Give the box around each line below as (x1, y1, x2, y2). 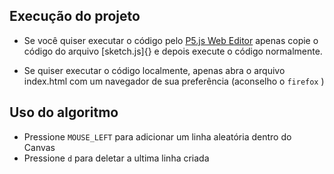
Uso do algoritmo (9, 104, 119, 121)
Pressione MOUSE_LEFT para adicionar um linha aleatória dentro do (23, 130, 292, 143)
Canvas (23, 141, 56, 153)
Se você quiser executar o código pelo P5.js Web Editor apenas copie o (23, 34, 319, 46)
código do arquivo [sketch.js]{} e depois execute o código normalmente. (23, 45, 323, 57)
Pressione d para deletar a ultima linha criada (23, 152, 210, 164)
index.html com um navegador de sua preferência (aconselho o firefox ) (23, 75, 325, 87)
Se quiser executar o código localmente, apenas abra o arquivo (23, 64, 286, 76)
